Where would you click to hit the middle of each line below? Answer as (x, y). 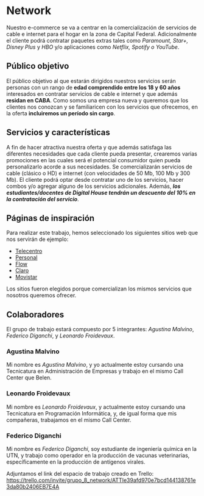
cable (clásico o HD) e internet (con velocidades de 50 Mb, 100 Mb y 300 (98, 173)
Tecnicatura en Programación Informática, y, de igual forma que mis (92, 413)
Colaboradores (35, 314)
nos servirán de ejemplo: (37, 239)
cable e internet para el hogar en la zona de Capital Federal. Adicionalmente (101, 34)
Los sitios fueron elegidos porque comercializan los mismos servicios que (99, 289)
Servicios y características (58, 133)
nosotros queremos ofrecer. (41, 295)
